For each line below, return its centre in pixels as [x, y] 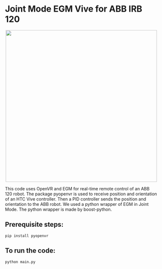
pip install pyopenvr [27, 236]
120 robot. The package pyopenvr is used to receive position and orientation [81, 194]
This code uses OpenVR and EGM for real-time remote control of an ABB [77, 188]
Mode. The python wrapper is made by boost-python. [59, 209]
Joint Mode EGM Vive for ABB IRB [74, 9]
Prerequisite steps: [34, 225]
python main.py [20, 262]
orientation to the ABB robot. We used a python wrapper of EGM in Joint [77, 204]
